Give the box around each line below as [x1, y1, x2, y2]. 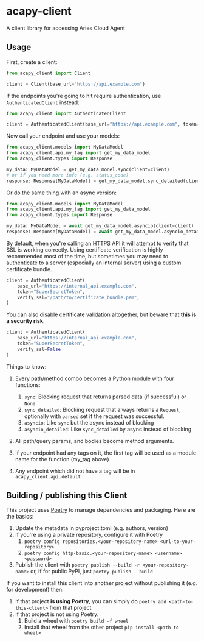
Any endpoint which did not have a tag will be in [15, 467, 135, 475]
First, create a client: [6, 58, 58, 65]
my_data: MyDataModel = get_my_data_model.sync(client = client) [6, 166, 170, 172]
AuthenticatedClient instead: [6, 99, 80, 106]
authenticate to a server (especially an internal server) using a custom [6, 259, 182, 266]
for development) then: [6, 586, 64, 593]
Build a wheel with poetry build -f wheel [24, 617, 129, 625]
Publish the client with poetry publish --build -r [15, 561, 140, 568]
